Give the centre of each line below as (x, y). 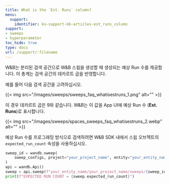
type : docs (17, 48)
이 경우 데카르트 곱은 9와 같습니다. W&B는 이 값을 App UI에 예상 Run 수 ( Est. (81, 105)
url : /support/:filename (31, 52)
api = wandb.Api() (25, 167)
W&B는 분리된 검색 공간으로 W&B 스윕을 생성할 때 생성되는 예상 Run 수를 (77, 67)
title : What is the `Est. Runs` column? (49, 10)
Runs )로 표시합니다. (25, 111)
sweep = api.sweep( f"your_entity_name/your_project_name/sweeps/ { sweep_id (86, 172)
